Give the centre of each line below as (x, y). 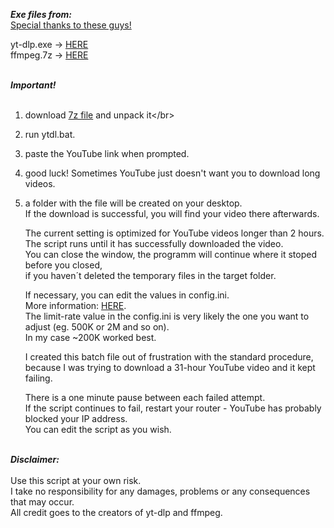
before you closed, (63, 265)
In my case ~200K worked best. (90, 337)
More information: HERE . (75, 305)
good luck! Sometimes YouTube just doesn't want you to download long (172, 173)
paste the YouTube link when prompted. (107, 153)
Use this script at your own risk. (76, 480)
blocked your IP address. (76, 418)
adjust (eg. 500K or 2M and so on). (97, 327)
